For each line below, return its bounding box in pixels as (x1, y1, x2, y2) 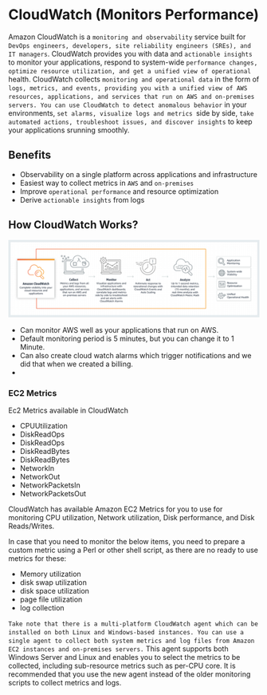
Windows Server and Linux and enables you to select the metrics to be (8, 653, 241, 662)
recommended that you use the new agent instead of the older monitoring (8, 669, 251, 679)
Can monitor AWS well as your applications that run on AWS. (19, 326, 219, 335)
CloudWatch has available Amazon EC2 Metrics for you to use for (8, 504, 223, 514)
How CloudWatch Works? (8, 218, 139, 232)
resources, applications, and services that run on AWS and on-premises (8, 93, 255, 101)
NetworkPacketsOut (19, 489, 86, 499)
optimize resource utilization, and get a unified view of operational (8, 67, 251, 75)
